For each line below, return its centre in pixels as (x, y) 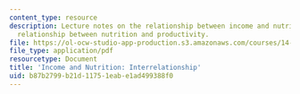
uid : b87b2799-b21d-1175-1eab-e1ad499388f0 (92, 76)
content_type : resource (54, 17)
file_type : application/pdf (62, 51)
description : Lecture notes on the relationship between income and (139, 26)
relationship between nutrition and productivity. (113, 34)
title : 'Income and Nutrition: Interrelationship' (105, 68)
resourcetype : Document (54, 59)
